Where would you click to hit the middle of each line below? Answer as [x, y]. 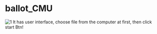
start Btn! [14, 27]
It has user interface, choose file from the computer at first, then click [82, 22]
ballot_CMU [29, 8]
